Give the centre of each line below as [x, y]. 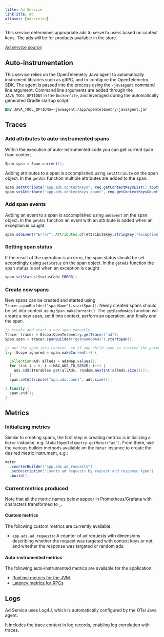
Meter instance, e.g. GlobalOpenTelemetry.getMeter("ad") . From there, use [80, 443]
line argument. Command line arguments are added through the [69, 90]
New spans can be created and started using [50, 300]
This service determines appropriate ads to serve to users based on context [82, 33]
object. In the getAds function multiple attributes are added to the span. [76, 178]
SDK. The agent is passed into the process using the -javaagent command [80, 85]
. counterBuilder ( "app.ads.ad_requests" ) [51, 466]
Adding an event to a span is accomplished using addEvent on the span [76, 215]
